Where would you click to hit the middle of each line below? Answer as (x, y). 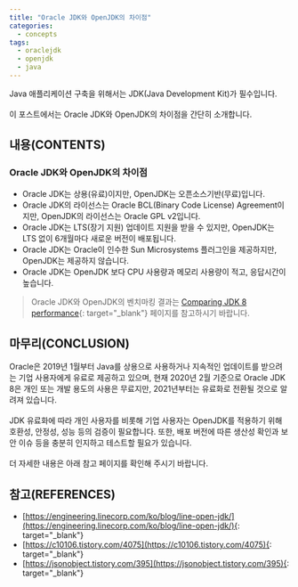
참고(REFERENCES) (62, 494)
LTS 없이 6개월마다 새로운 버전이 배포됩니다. (99, 238)
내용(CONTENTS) (57, 145)
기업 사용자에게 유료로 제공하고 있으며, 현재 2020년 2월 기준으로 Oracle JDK (152, 378)
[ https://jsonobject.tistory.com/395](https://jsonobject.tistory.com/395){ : (156, 564)
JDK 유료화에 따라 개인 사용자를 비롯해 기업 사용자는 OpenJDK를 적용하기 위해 (146, 420)
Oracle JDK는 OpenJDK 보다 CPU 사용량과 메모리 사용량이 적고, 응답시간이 (154, 272)
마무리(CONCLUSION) (70, 343)
